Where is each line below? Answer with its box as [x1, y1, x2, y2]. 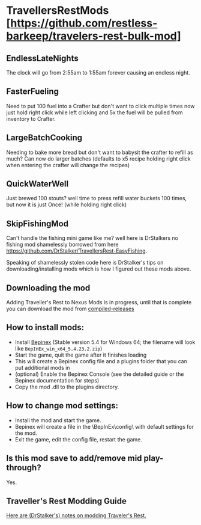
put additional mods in [14, 364, 70, 371]
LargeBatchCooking [6, 133, 83, 143]
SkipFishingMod [6, 218, 69, 229]
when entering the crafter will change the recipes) [6, 161, 130, 168]
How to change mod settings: [6, 401, 119, 411]
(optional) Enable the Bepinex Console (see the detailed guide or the [14, 370, 184, 378]
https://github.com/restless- [10, 16, 158, 30]
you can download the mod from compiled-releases [6, 305, 134, 313]
